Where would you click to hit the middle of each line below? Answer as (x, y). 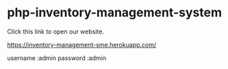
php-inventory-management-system (115, 13)
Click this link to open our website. (56, 31)
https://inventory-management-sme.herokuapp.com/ (81, 44)
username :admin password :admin (57, 58)
